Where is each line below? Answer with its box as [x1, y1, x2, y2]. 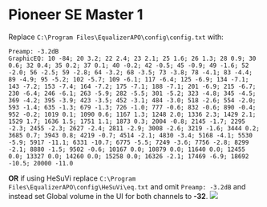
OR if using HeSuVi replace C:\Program [8, 173, 136, 183]
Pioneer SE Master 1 [8, 6, 144, 24]
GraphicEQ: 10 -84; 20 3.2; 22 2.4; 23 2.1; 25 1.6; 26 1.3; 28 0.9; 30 [8, 54, 257, 62]
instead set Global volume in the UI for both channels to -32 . [8, 191, 208, 201]
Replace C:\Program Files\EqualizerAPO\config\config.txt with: [8, 32, 225, 42]
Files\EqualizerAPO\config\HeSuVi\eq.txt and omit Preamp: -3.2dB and [8, 181, 246, 191]
